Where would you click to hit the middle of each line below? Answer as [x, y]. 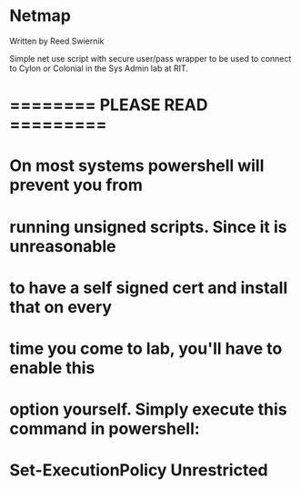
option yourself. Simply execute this [149, 409]
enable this [52, 368]
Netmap [40, 16]
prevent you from [76, 185]
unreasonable [63, 246]
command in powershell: [105, 429]
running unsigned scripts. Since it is [148, 227]
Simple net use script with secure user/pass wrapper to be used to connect [150, 58]
